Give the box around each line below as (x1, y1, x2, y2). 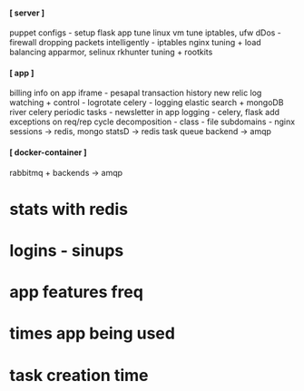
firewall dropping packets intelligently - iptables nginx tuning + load (9, 37, 261, 48)
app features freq (9, 282, 143, 303)
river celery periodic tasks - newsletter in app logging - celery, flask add (9, 107, 279, 118)
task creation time (9, 365, 149, 386)
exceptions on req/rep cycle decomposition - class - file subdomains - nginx (9, 116, 296, 127)
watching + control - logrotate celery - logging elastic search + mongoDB (9, 97, 284, 108)
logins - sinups (9, 240, 124, 260)
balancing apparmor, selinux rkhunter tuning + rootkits (9, 46, 213, 58)
